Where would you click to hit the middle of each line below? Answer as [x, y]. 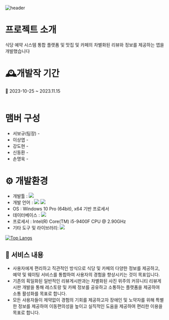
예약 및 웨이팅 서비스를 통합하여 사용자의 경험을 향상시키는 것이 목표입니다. [86, 274]
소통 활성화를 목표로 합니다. [40, 293]
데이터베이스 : [26, 215]
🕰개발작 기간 [32, 74]
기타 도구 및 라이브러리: [36, 227]
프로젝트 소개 [31, 30]
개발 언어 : [23, 202]
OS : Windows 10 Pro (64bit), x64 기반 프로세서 [61, 209]
